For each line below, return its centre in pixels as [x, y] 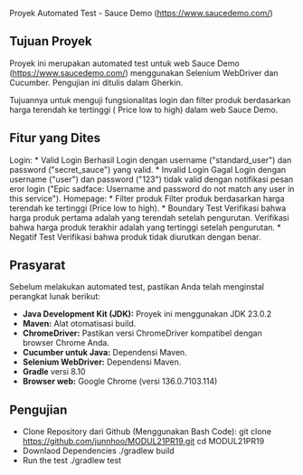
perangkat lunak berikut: [55, 297]
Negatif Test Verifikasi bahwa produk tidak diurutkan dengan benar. [135, 237]
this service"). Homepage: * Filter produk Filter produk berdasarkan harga [147, 198]
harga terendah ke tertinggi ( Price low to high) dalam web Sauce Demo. [144, 109]
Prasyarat [38, 266]
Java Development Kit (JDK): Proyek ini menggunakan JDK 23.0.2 [147, 314]
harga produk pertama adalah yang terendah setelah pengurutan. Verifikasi [149, 217]
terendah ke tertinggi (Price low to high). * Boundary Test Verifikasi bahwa [148, 208]
